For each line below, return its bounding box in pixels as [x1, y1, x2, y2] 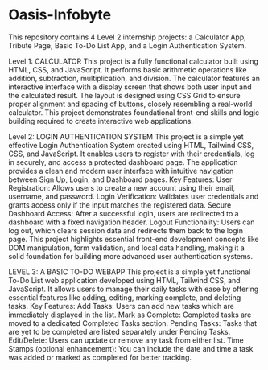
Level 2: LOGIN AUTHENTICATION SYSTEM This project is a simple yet [8, 131, 244, 142]
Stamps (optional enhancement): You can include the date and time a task [8, 343, 254, 353]
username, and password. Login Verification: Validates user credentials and [8, 191, 259, 201]
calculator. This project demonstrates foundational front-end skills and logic [8, 107, 260, 117]
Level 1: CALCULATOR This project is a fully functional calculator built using [8, 56, 259, 66]
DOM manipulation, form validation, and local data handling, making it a [8, 243, 245, 253]
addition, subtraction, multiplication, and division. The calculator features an [8, 73, 260, 83]
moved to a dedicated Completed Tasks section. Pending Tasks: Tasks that [8, 318, 258, 327]
